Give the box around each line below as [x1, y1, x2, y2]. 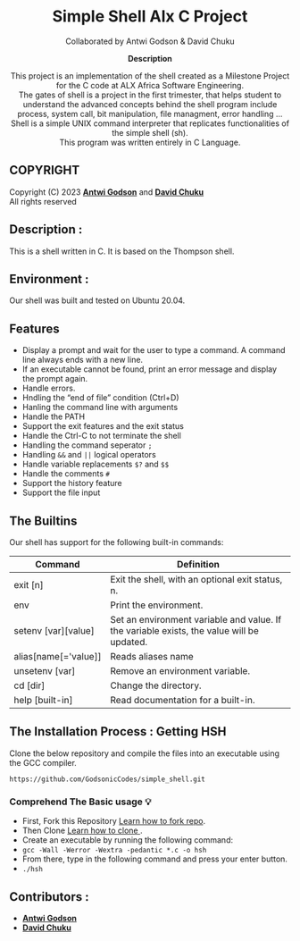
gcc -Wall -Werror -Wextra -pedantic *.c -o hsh [21, 846, 207, 855]
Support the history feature [21, 478, 122, 489]
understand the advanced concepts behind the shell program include [22, 98, 278, 109]
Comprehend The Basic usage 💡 [9, 795, 152, 808]
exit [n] [13, 579, 45, 591]
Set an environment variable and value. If [110, 614, 282, 626]
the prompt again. [21, 374, 88, 384]
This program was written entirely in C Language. [59, 137, 241, 147]
